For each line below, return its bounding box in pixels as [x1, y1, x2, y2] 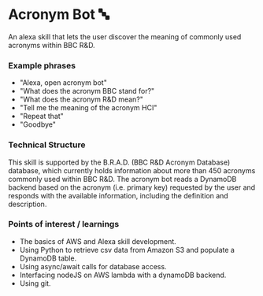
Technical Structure [8, 139, 86, 150]
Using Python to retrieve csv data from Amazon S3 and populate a [19, 245, 235, 254]
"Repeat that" [19, 112, 65, 121]
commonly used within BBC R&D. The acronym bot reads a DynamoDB [8, 174, 237, 183]
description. [8, 199, 47, 209]
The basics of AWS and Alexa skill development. [19, 236, 177, 246]
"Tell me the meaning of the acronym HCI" [19, 103, 157, 113]
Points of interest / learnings [8, 219, 120, 230]
